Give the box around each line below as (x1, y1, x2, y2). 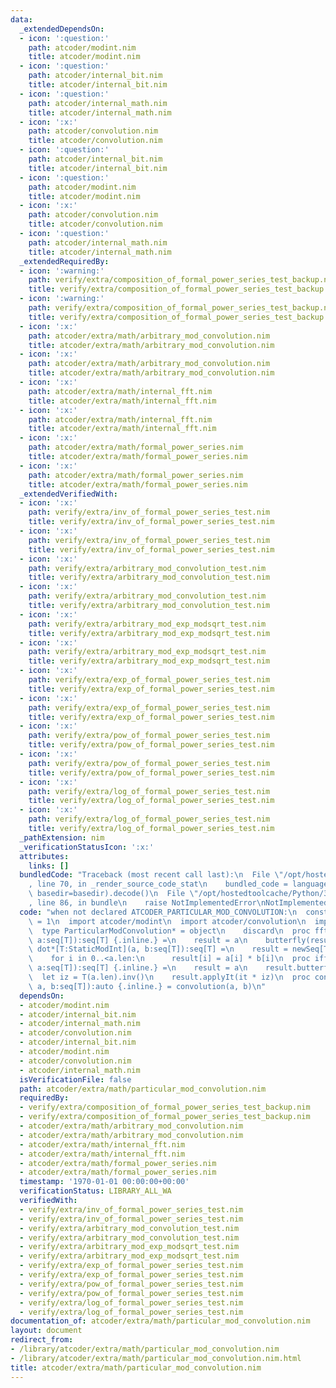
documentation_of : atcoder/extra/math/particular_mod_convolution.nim (10, 1316, 311, 1326)
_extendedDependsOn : (19, 24, 105, 34)
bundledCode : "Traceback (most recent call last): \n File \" (19, 870, 284, 880)
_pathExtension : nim (19, 832, 105, 843)
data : (10, 14, 33, 25)
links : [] (28, 861, 70, 871)
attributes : (19, 851, 70, 861)
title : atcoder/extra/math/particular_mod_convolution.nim (10, 1362, 262, 1373)
